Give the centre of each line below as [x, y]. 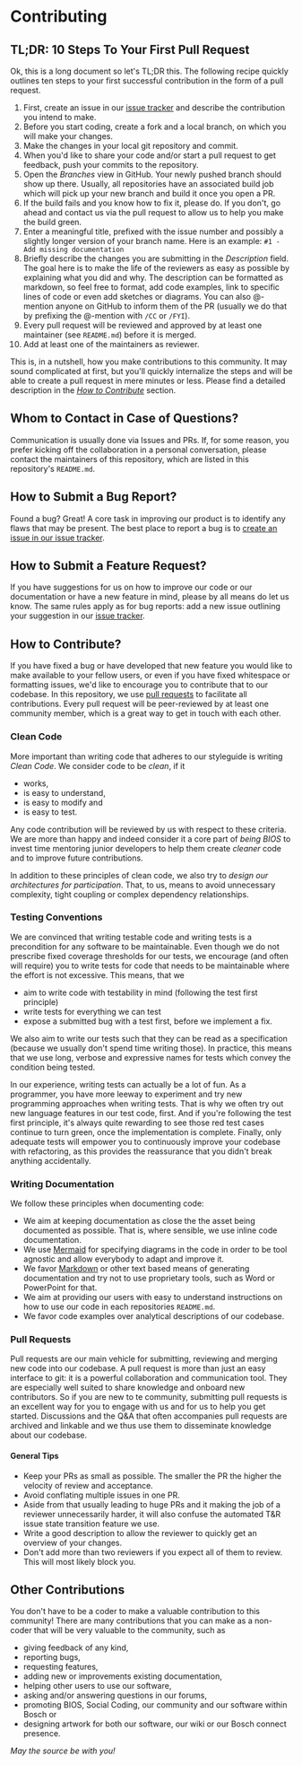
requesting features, [60, 1667]
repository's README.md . [53, 468]
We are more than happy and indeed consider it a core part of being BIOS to [151, 839]
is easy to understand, [64, 792]
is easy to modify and [63, 802]
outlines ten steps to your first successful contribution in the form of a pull [147, 81]
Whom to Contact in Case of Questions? [125, 419]
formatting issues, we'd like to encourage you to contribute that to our [139, 685]
